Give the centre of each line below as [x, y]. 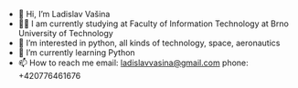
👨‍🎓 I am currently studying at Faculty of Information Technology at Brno [154, 24]
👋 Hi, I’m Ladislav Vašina [64, 14]
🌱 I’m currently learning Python [76, 53]
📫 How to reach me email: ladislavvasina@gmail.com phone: [133, 63]
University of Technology [66, 33]
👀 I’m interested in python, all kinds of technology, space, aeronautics [149, 43]
